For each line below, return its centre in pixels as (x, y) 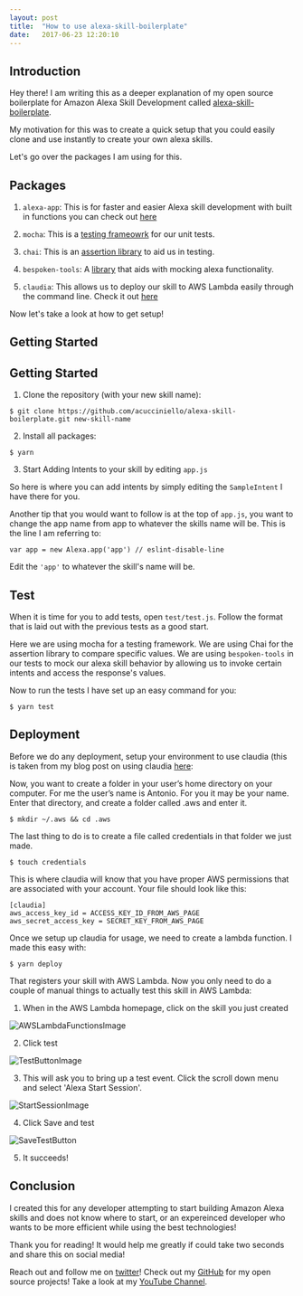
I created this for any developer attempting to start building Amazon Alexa (147, 1207)
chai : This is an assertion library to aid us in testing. (118, 251)
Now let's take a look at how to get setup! (87, 314)
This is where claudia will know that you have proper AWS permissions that (149, 879)
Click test (40, 1043)
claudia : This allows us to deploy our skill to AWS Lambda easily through (158, 287)
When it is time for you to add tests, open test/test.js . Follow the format (146, 617)
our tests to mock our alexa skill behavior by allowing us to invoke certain (146, 663)
